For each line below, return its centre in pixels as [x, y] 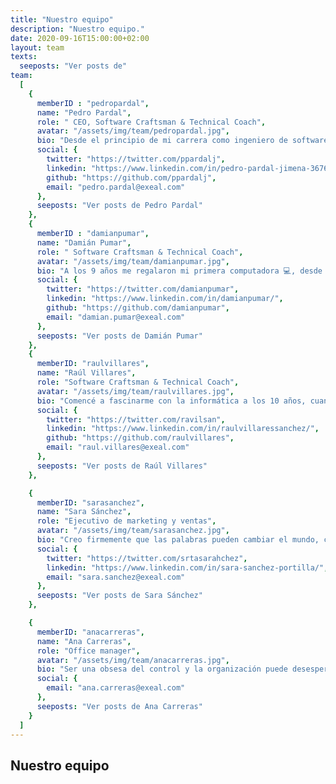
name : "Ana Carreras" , [84, 641]
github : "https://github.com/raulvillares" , [140, 438]
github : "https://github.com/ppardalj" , [131, 177]
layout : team [37, 47]
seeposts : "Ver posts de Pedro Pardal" [119, 206]
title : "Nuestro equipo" [62, 19]
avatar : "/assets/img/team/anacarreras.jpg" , [133, 660]
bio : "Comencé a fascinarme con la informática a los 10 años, [171, 401]
